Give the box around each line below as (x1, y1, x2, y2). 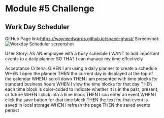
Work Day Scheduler (5, 23, 70, 31)
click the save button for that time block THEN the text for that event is (5, 97, 148, 103)
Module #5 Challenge (5, 3, 95, 14)
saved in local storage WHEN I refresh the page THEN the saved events (5, 102, 150, 108)
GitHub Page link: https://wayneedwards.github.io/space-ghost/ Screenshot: (5, 36, 160, 41)
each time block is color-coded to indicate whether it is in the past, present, (5, 86, 159, 92)
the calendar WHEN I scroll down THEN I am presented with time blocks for (5, 76, 158, 81)
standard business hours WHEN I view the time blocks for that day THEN (5, 81, 153, 87)
